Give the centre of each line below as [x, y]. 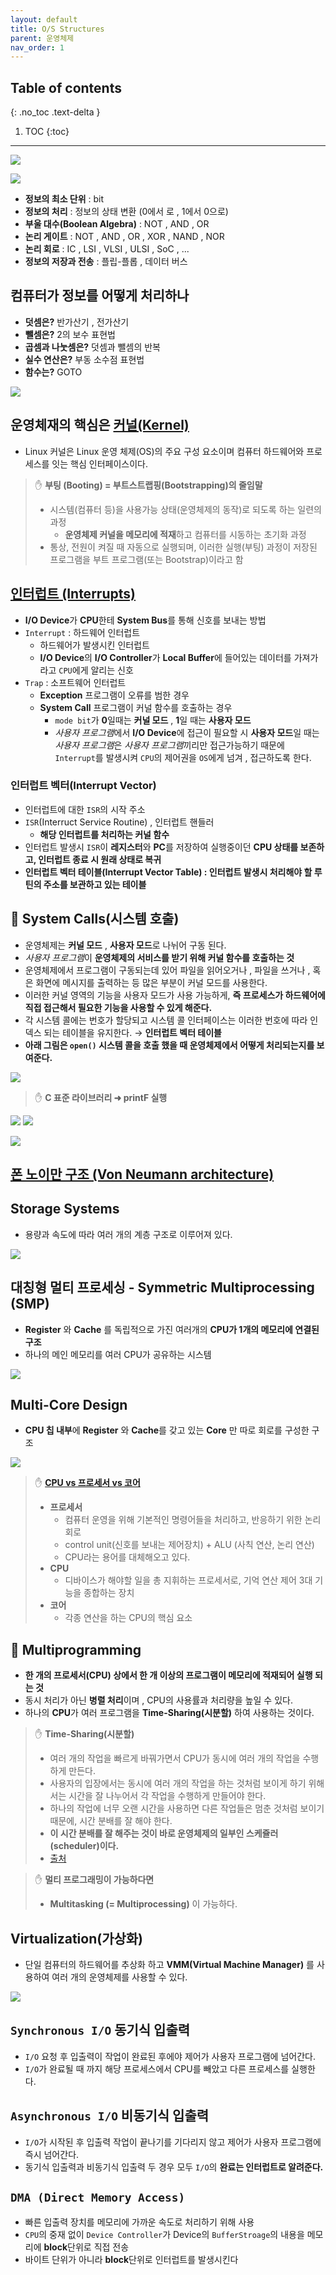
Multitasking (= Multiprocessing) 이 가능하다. [143, 1904]
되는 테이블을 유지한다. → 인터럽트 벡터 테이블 [132, 1032]
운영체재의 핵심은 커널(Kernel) [100, 425]
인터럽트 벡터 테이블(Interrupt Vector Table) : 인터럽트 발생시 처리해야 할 [168, 872]
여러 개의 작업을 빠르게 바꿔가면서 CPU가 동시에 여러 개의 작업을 [175, 1758]
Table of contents [66, 87]
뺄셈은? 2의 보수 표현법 [70, 334]
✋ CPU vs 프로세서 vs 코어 [87, 1483]
